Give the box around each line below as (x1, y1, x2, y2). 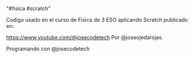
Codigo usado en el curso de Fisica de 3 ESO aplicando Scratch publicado (6, 16, 188, 23)
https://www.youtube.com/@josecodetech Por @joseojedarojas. (6, 34, 164, 40)
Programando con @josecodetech (6, 45, 90, 52)
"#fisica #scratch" (6, 5, 51, 12)
